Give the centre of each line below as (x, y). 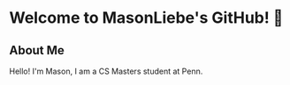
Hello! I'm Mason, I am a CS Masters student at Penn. (106, 71)
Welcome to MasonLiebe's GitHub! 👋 (146, 18)
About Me (37, 50)
